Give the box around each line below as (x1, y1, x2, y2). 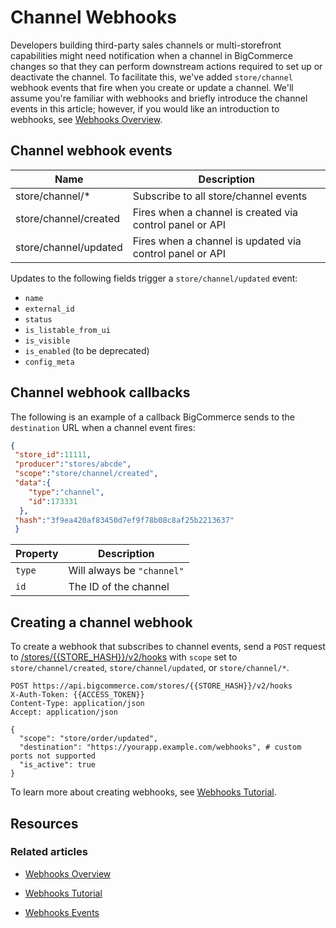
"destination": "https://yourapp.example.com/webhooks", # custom (19, 742, 302, 753)
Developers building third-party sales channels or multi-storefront (10, 39, 282, 51)
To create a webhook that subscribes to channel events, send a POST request (10, 641, 326, 653)
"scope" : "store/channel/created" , (14, 469, 159, 479)
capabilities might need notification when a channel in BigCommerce (10, 49, 294, 61)
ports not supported (10, 751, 97, 761)
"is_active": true (19, 760, 97, 770)
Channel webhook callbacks (10, 384, 191, 401)
